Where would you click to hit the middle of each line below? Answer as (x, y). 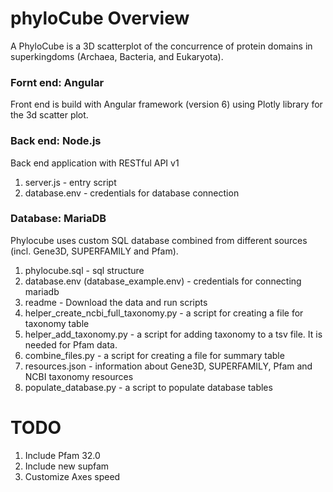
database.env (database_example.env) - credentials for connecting (163, 281)
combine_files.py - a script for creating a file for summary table (154, 355)
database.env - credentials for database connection (132, 193)
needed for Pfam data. (71, 344)
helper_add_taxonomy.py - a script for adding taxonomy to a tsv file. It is (173, 334)
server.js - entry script (70, 182)
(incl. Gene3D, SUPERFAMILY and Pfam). (94, 251)
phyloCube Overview (100, 18)
